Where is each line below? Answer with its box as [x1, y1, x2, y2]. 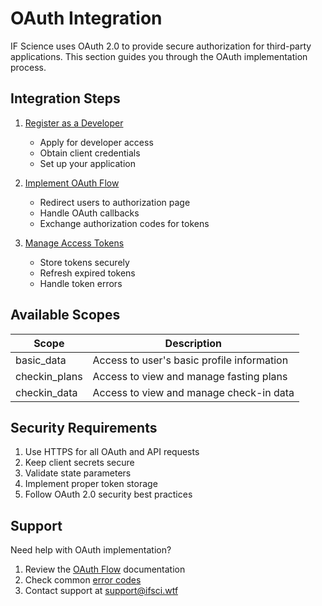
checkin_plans [15, 369, 83, 383]
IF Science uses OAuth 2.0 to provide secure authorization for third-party [10, 40, 312, 52]
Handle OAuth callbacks [39, 207, 140, 219]
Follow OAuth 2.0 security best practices [24, 488, 193, 501]
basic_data [15, 353, 67, 367]
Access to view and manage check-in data [92, 385, 295, 399]
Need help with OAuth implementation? [10, 544, 172, 556]
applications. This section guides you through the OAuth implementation [10, 50, 308, 62]
